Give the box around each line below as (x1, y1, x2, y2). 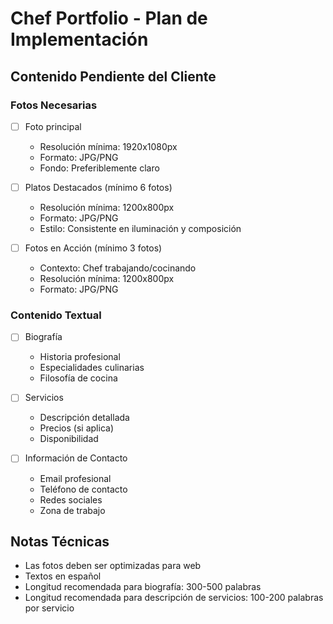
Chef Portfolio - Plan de (10, 7, 208, 30)
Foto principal (24, 120, 82, 132)
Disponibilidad (39, 433, 99, 445)
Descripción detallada (39, 412, 130, 424)
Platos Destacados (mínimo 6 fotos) (24, 181, 173, 193)
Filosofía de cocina (39, 372, 118, 384)
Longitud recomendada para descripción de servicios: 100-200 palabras (24, 592, 324, 604)
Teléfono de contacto (39, 483, 128, 495)
